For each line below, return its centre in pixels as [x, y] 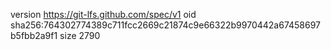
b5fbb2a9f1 [34, 35]
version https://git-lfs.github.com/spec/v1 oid [103, 14]
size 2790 [80, 35]
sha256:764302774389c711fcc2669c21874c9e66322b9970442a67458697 [166, 25]
